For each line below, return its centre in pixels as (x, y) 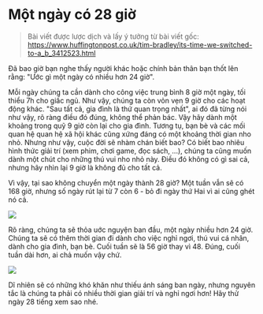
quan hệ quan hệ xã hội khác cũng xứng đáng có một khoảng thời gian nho (130, 134)
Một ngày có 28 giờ (72, 15)
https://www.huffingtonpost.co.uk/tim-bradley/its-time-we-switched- (140, 44)
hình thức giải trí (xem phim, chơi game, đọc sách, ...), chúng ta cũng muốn (130, 151)
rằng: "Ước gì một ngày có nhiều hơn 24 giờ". (81, 77)
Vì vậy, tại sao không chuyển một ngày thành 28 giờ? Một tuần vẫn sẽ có (126, 182)
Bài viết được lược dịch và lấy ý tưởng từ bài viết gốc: (113, 36)
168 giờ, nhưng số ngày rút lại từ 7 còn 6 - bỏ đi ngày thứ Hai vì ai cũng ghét (131, 191)
